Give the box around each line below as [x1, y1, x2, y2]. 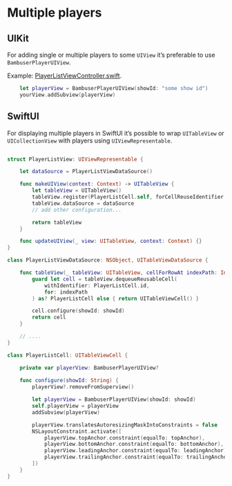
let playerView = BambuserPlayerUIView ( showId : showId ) [32, 396, 196, 403]
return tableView [32, 219, 81, 226]
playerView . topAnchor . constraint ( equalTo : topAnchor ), [43, 434, 206, 441]
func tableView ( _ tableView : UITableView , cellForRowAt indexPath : [19, 269, 217, 276]
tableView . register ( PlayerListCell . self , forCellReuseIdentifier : [32, 194, 227, 201]
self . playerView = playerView [32, 403, 119, 410]
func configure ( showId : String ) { [19, 377, 119, 384]
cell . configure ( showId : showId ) [32, 307, 126, 314]
